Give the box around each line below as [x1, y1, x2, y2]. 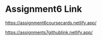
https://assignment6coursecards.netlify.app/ [5, 20, 97, 26]
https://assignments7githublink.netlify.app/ [5, 29, 93, 35]
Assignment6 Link [5, 3, 82, 15]
